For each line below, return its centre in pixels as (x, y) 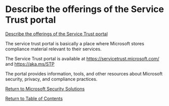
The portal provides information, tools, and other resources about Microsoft (84, 73)
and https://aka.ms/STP (30, 64)
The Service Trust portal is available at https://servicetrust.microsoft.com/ (82, 58)
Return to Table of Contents (34, 98)
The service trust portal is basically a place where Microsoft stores (75, 43)
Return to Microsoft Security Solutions (45, 88)
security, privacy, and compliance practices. (51, 79)
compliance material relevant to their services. (54, 49)
